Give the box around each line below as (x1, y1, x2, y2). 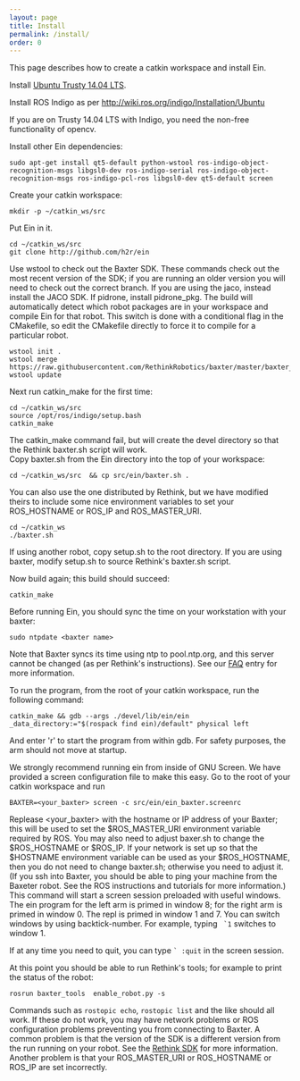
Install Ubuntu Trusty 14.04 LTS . (9, 80, 127, 90)
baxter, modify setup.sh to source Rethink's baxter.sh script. (9, 556, 231, 567)
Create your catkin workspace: (9, 189, 123, 201)
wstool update (9, 371, 62, 380)
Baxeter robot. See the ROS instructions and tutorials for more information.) (9, 881, 287, 892)
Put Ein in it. (9, 222, 54, 233)
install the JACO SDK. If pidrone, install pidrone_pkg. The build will (9, 292, 253, 303)
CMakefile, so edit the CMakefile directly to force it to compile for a (9, 321, 256, 331)
